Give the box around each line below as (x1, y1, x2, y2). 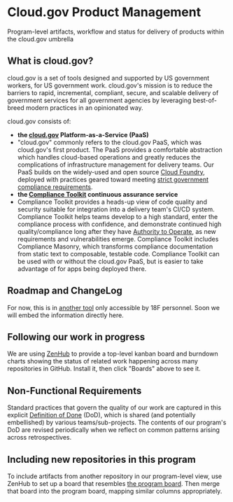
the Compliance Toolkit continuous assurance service (17, 190, 178, 198)
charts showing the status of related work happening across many (7, 357, 198, 365)
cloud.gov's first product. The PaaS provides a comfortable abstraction (17, 145, 223, 154)
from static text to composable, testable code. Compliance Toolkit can (17, 249, 220, 258)
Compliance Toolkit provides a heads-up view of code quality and (17, 197, 208, 206)
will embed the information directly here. (7, 311, 124, 319)
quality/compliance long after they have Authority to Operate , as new (17, 227, 217, 235)
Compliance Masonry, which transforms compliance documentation (17, 242, 213, 251)
